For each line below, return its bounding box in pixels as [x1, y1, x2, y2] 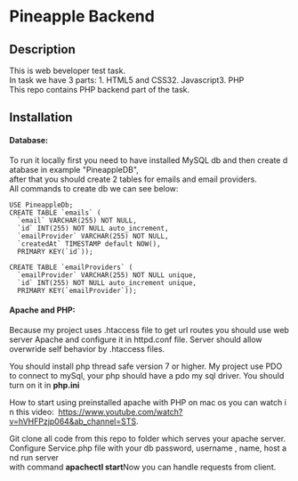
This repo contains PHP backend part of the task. [9, 85, 190, 94]
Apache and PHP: [9, 305, 76, 315]
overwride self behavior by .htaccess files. [9, 343, 165, 354]
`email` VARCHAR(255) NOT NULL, [17, 216, 138, 224]
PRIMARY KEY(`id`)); [17, 247, 93, 256]
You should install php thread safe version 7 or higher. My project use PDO [9, 361, 283, 371]
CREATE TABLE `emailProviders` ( [9, 263, 133, 272]
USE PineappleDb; [9, 200, 74, 209]
